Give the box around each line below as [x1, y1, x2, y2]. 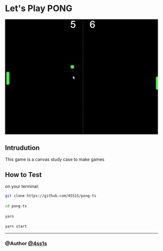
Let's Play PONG [5, 3, 73, 14]
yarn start [5, 224, 27, 229]
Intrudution [5, 144, 40, 152]
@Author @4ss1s [5, 240, 48, 247]
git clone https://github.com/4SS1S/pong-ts [5, 193, 97, 199]
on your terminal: [5, 184, 39, 189]
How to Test [5, 171, 42, 179]
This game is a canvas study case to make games [5, 157, 105, 162]
